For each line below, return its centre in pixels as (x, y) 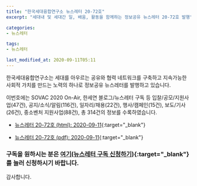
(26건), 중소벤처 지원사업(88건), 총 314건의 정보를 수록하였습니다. (82, 112)
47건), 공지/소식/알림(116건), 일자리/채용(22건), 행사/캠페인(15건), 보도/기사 (99, 105)
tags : (13, 44)
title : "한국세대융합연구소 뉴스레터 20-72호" (55, 12)
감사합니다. (19, 177)
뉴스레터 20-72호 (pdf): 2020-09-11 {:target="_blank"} (79, 137)
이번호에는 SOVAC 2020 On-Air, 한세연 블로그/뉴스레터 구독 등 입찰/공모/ (91, 97)
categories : (21, 28)
